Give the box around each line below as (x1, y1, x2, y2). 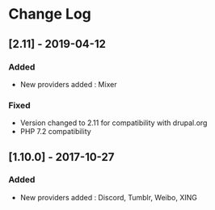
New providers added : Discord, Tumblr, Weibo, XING (19, 192, 198, 202)
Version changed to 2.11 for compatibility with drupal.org (19, 118, 208, 128)
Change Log (8, 5, 91, 23)
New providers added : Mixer (19, 79, 117, 89)
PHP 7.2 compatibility (19, 127, 91, 136)
